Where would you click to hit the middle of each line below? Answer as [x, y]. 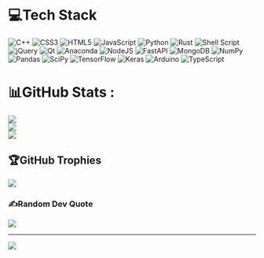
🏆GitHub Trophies [55, 161]
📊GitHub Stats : [62, 92]
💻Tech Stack [53, 15]
